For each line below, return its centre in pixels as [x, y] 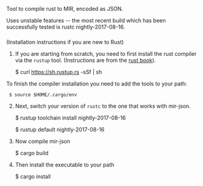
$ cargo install [33, 177]
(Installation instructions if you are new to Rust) [65, 42]
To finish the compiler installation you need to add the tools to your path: [97, 84]
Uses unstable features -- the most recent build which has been [86, 20]
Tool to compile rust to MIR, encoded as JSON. [65, 9]
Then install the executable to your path [65, 165]
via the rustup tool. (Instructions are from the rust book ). [85, 61]
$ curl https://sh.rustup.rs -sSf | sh [58, 72]
